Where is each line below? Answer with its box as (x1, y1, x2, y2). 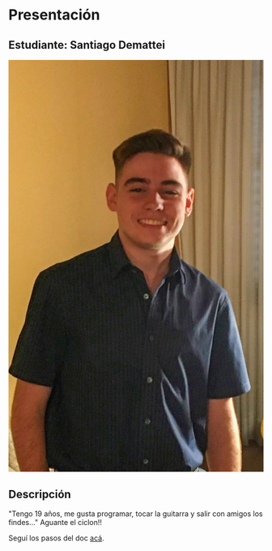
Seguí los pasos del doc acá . (8, 533, 105, 543)
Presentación (8, 6, 100, 24)
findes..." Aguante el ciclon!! (8, 518, 103, 527)
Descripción (8, 488, 71, 501)
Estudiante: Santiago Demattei (8, 38, 166, 52)
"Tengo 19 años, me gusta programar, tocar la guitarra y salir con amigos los (8, 509, 263, 519)
